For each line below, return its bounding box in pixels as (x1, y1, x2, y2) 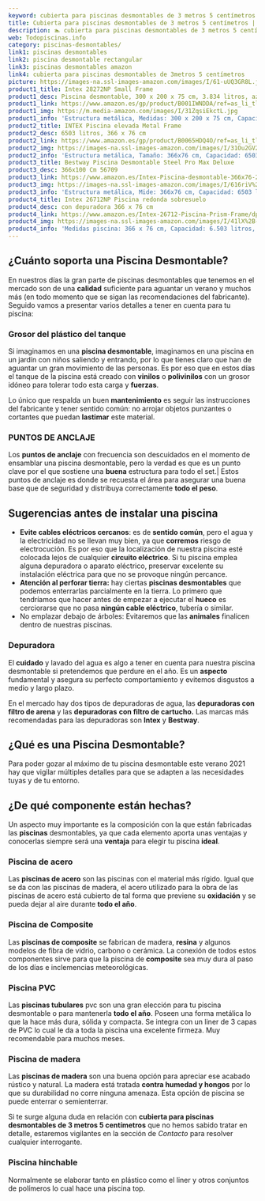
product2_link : (8, 136, 58, 145)
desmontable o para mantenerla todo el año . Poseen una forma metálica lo (8, 1009, 252, 1018)
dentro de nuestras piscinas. (19, 620, 113, 630)
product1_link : (8, 100, 58, 108)
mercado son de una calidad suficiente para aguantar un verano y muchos (8, 283, 252, 293)
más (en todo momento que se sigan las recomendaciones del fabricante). (8, 292, 250, 301)
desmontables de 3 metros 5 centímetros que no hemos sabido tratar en (8, 1120, 248, 1130)
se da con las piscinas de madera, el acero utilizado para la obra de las (8, 883, 239, 892)
